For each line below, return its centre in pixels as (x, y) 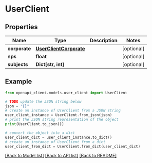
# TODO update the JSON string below (43, 101)
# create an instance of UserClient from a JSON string (63, 111)
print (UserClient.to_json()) (35, 124)
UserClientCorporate (60, 49)
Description (104, 41)
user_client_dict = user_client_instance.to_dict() (58, 137)
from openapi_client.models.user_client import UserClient (66, 93)
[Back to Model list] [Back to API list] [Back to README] (61, 156)
